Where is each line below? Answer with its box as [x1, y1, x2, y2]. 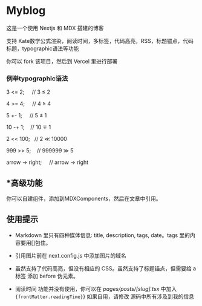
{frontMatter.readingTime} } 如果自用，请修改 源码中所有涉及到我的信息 [15, 293, 195, 300]
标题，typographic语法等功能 [6, 45, 79, 52]
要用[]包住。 [20, 239, 51, 246]
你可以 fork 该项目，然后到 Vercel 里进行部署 [6, 57, 118, 65]
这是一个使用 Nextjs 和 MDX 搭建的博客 [6, 24, 104, 31]
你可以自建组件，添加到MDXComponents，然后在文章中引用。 [6, 195, 161, 203]
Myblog [6, 4, 46, 18]
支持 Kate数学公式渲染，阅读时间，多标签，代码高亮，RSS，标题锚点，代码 [6, 37, 194, 44]
